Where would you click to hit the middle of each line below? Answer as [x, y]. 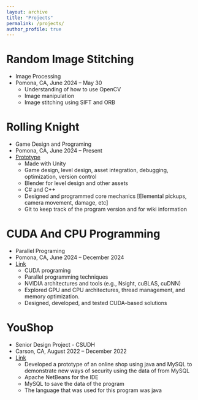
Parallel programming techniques [66, 277]
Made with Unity [45, 164]
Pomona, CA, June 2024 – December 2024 [70, 257]
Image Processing [38, 77]
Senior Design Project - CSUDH [55, 345]
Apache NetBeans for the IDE [62, 377]
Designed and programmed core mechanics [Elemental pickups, [105, 196]
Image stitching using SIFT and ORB [70, 102]
